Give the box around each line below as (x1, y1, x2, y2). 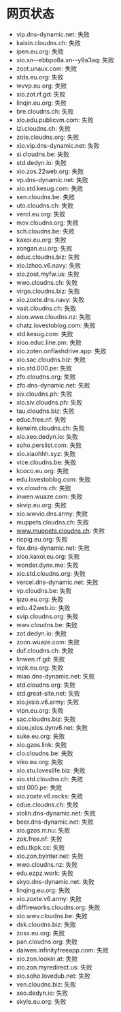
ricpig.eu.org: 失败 (16, 535, 68, 543)
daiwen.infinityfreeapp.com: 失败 (16, 946, 109, 954)
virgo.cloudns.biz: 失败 (16, 287, 81, 295)
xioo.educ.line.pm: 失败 (16, 338, 82, 346)
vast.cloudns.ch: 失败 (16, 304, 77, 312)
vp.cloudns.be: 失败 (16, 586, 72, 594)
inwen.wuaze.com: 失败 (16, 492, 83, 501)
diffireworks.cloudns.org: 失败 (16, 903, 101, 911)
